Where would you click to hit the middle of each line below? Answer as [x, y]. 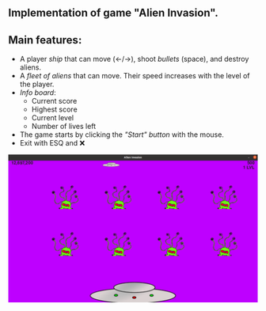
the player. [37, 84]
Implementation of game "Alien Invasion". [114, 13]
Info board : [38, 93]
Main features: [45, 40]
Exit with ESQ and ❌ [52, 143]
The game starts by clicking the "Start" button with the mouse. [122, 135]
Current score [54, 101]
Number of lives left [64, 127]
